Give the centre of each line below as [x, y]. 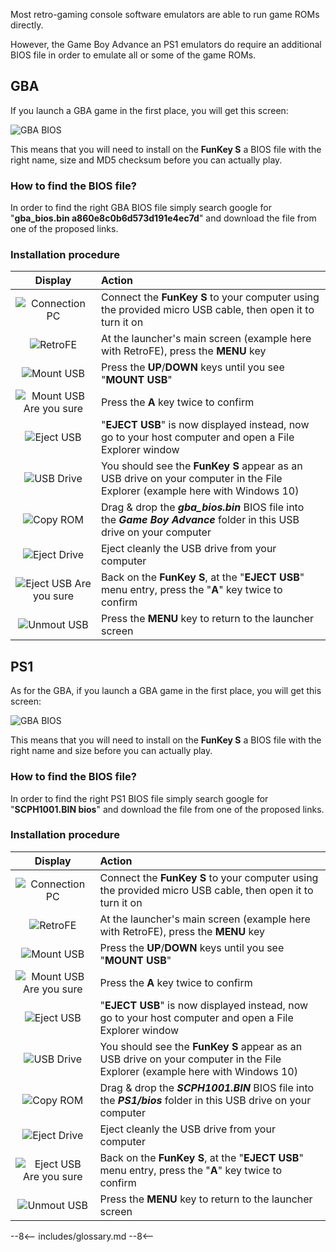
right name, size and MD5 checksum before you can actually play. [146, 160]
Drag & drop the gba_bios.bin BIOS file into [202, 507]
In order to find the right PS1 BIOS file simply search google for [139, 798]
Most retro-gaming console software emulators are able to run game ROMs [165, 14]
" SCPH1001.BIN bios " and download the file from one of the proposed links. [167, 809]
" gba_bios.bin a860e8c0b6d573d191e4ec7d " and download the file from [163, 218]
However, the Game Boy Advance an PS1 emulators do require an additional [166, 44]
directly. [27, 25]
